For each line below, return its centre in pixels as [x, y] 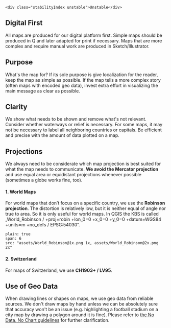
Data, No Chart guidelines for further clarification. [57, 320]
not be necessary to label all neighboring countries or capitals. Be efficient [83, 130]
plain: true [18, 234]
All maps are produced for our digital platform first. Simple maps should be [84, 35]
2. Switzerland [21, 259]
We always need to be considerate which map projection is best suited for [83, 164]
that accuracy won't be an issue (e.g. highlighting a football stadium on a [82, 310]
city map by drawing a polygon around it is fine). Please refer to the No [80, 315]
